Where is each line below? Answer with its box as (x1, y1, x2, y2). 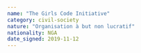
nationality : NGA (7, 29, 58, 36)
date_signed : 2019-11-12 (7, 36, 79, 43)
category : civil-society (7, 17, 79, 23)
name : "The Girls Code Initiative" (7, 10, 110, 17)
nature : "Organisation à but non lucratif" (7, 23, 135, 30)
